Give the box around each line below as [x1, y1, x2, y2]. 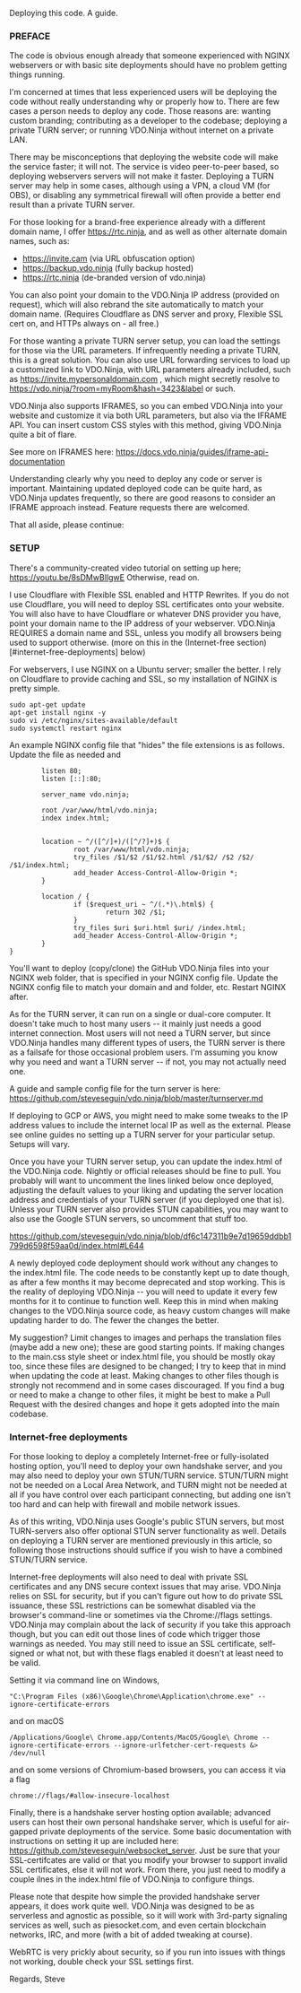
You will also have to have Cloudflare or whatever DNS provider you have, [9, 608, 281, 619]
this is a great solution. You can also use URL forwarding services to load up [9, 354, 291, 366]
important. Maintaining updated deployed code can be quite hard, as [9, 483, 262, 494]
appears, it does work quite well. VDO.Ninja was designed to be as [9, 1901, 255, 1911]
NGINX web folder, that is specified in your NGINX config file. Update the [9, 972, 279, 983]
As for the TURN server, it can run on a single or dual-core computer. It [9, 1008, 271, 1019]
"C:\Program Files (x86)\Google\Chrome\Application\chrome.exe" [9, 1692, 254, 1701]
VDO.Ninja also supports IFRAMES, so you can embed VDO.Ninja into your [9, 401, 284, 412]
